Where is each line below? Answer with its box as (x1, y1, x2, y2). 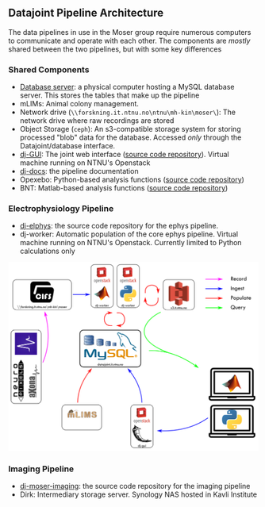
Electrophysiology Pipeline (8, 203, 114, 214)
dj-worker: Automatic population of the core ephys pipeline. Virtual (19, 229, 239, 239)
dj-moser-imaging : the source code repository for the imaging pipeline (19, 482, 251, 491)
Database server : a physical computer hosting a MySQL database (19, 83, 235, 92)
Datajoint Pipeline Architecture (8, 6, 164, 20)
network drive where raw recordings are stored (19, 116, 175, 125)
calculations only (19, 246, 75, 256)
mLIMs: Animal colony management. (19, 99, 139, 109)
